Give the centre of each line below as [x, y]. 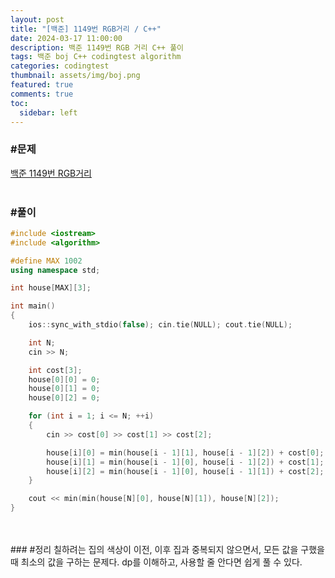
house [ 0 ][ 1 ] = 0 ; [64, 389]
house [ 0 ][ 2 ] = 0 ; [64, 398]
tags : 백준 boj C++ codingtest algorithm [96, 57]
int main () [33, 306]
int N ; [42, 342]
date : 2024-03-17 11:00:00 [66, 38]
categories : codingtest [60, 66]
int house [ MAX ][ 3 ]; [51, 288]
